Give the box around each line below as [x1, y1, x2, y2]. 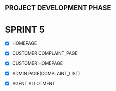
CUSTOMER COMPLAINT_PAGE [12, 50, 78, 56]
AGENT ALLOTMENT [12, 80, 56, 86]
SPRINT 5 [5, 24, 45, 35]
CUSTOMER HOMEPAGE [12, 60, 63, 66]
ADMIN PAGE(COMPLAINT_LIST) [12, 70, 80, 76]
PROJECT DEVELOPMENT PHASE [5, 4, 111, 12]
